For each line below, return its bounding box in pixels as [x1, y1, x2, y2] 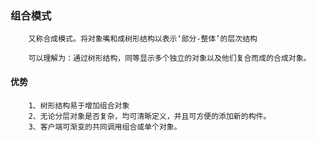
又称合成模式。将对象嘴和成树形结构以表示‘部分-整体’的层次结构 [28, 34, 258, 44]
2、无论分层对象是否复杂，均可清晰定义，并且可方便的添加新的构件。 [28, 111, 272, 121]
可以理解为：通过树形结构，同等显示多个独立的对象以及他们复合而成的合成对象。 [28, 53, 312, 64]
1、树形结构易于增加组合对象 [28, 100, 130, 111]
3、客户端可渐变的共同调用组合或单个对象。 [28, 122, 182, 132]
